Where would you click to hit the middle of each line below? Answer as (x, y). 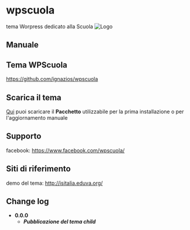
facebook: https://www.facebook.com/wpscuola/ (65, 150)
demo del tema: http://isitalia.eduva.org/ (55, 183)
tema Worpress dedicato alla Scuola (50, 26)
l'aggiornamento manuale (37, 117)
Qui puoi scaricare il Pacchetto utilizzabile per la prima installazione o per (95, 111)
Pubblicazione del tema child (60, 222)
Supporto (24, 136)
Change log (28, 201)
